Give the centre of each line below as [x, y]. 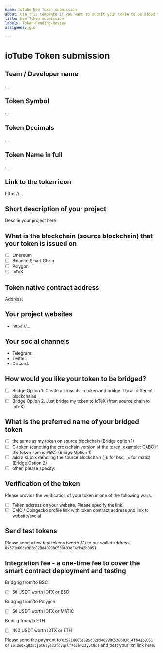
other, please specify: [34, 468]
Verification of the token [42, 484]
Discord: [20, 363]
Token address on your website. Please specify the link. [68, 505]
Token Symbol [27, 101]
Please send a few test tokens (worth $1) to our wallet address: [68, 543]
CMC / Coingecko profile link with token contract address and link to [80, 510]
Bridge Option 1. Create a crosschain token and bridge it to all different [82, 390]
